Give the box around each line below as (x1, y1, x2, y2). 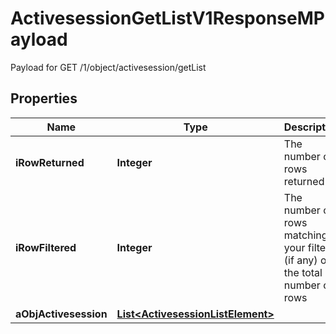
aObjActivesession (15, 307, 108, 321)
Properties (10, 90, 78, 107)
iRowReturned (15, 155, 85, 169)
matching (283, 228, 328, 242)
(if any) (283, 253, 318, 267)
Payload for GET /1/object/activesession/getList (10, 61, 207, 73)
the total (283, 265, 323, 279)
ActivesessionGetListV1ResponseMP (10, 7, 325, 30)
